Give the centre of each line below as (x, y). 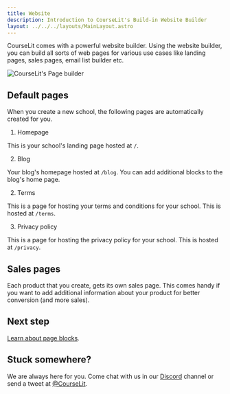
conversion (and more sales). (48, 300)
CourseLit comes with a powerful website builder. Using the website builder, (115, 46)
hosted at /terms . (32, 213)
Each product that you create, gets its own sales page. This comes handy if (114, 285)
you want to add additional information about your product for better (104, 293)
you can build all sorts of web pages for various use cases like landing (106, 53)
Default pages (38, 95)
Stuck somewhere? (49, 360)
